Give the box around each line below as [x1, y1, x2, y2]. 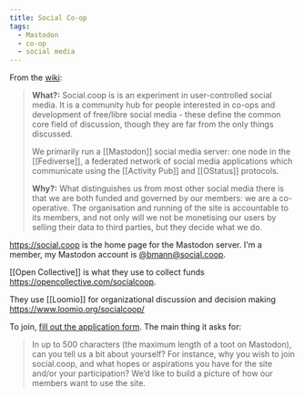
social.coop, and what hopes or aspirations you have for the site [31, 359, 273, 370]
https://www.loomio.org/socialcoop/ [9, 304, 146, 315]
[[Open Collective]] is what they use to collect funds [9, 267, 205, 278]
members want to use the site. [31, 378, 146, 389]
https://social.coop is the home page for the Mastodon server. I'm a [9, 239, 262, 250]
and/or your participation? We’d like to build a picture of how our [31, 368, 273, 379]
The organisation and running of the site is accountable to [71, 202, 289, 214]
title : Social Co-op [9, 13, 88, 23]
